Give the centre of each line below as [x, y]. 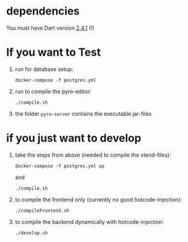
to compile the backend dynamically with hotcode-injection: [89, 221]
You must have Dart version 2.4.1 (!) [50, 28]
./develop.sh [31, 233]
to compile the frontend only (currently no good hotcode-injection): [99, 199]
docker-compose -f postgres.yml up [60, 166]
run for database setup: [44, 69]
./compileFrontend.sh [42, 211]
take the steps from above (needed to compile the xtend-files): [93, 155]
